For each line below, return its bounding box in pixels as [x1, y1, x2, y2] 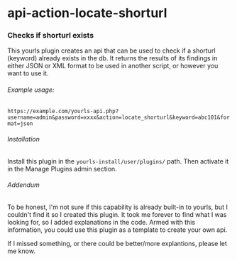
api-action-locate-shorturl [7, 5, 167, 21]
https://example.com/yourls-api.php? [7, 107, 119, 114]
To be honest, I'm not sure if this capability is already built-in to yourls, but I [7, 203, 228, 211]
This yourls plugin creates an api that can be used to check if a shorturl [7, 46, 216, 55]
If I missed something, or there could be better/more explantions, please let [7, 240, 227, 248]
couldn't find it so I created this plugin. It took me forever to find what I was [7, 211, 227, 219]
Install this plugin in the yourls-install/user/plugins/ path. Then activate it [7, 156, 229, 165]
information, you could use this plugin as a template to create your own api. [7, 225, 228, 234]
